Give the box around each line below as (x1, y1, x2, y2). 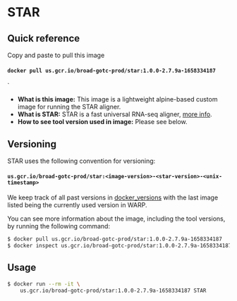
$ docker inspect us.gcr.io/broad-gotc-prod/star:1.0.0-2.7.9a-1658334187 (7, 242, 232, 250)
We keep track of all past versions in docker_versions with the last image (7, 193, 219, 202)
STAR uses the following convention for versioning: (7, 156, 156, 166)
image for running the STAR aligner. (17, 103, 121, 111)
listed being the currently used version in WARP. (7, 201, 147, 209)
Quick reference (7, 32, 80, 44)
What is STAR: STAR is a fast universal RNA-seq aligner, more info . (17, 110, 213, 118)
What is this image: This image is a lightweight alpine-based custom (17, 95, 218, 104)
